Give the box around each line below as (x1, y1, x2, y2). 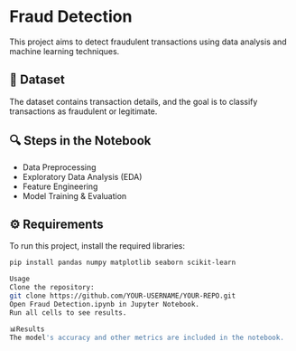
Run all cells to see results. (9, 308, 127, 318)
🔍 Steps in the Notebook (9, 133, 152, 148)
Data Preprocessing (22, 161, 97, 173)
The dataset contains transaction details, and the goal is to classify (9, 96, 258, 107)
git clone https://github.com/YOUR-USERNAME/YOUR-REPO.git (9, 291, 236, 300)
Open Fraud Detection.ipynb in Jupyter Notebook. (9, 299, 200, 308)
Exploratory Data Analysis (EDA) (22, 171, 143, 182)
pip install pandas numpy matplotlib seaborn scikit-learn (9, 258, 236, 268)
